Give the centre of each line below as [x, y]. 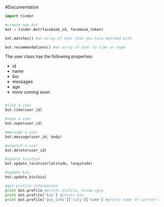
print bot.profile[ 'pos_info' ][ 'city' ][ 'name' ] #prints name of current [81, 200]
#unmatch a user [21, 146]
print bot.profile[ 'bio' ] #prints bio [44, 195]
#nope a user [18, 119]
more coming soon [31, 92]
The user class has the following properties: [49, 56]
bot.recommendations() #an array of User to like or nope [65, 47]
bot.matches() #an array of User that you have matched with [69, 38]
